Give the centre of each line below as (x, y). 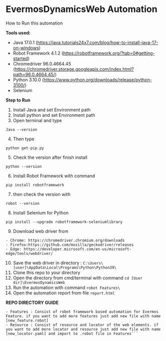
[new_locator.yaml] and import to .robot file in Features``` (72, 333)
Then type (24, 139)
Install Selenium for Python (41, 213)
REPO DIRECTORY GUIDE (32, 302)
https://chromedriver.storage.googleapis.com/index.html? (74, 69)
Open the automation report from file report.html (64, 293)
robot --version (23, 203)
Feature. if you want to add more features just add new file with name (83, 316)
